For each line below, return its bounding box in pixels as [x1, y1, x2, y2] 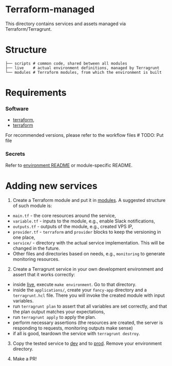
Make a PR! [12, 355, 37, 362]
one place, [12, 234, 35, 240]
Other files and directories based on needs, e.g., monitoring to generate [12, 250, 165, 257]
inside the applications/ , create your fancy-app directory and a [12, 287, 147, 293]
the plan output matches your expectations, [12, 309, 105, 315]
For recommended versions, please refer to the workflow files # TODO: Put [5, 132, 164, 138]
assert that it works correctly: [12, 271, 75, 277]
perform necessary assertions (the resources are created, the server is [12, 319, 163, 326]
